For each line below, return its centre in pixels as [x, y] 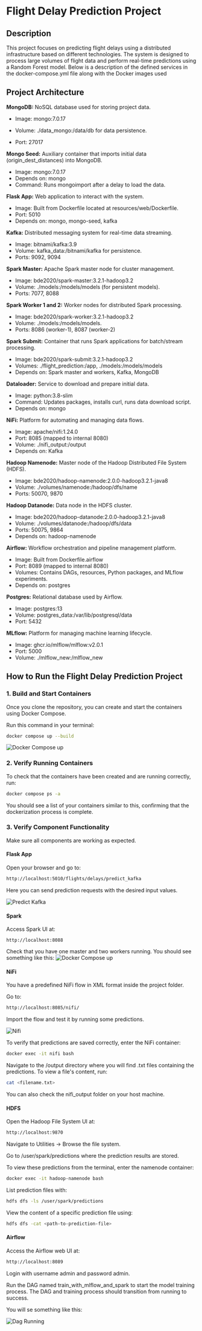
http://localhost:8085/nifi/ [43, 1008]
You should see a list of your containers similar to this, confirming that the [98, 805]
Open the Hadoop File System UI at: [51, 1122]
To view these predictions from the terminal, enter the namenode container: [100, 1167]
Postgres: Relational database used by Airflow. [65, 597]
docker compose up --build [40, 736]
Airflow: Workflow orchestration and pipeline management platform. [91, 548]
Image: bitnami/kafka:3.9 [46, 244]
